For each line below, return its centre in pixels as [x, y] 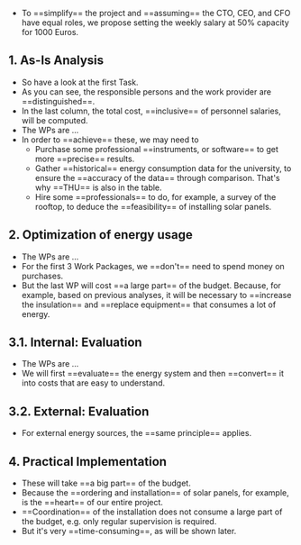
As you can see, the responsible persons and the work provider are [146, 91]
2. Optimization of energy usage [100, 235]
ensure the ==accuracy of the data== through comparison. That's [157, 177]
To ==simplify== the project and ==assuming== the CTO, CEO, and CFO [156, 13]
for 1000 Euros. [50, 32]
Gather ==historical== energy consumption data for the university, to [163, 168]
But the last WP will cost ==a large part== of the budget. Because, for [151, 285]
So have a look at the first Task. [80, 82]
